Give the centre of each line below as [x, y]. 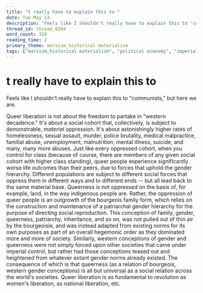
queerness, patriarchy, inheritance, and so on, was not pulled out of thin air [100, 219]
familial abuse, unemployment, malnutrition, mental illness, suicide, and [95, 142]
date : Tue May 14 [28, 18]
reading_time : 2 [27, 40]
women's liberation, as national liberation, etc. [63, 283]
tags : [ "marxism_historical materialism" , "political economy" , [89, 51]
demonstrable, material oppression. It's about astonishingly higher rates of [99, 129]
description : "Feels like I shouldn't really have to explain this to [97, 23]
